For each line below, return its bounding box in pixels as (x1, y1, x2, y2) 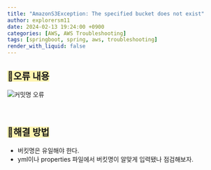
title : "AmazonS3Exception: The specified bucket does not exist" (7, 10, 205, 17)
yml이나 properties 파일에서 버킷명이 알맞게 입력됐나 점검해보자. (17, 155, 194, 163)
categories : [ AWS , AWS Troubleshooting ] (7, 29, 127, 37)
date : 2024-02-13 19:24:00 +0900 (7, 23, 105, 30)
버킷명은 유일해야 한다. (17, 146, 80, 155)
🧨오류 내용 (7, 71, 50, 83)
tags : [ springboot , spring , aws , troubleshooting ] (7, 36, 158, 43)
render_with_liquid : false (7, 43, 86, 50)
